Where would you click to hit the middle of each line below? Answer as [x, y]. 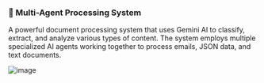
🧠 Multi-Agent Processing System [75, 13]
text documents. [35, 55]
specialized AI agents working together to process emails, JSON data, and [130, 47]
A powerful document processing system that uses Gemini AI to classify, [127, 30]
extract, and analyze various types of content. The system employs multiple [132, 38]
